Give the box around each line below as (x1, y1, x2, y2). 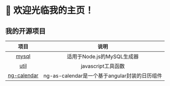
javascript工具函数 (81, 62, 125, 70)
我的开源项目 (5, 27, 46, 35)
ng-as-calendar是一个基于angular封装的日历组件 (43, 72, 162, 79)
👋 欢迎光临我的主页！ (5, 5, 94, 16)
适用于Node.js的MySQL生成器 (67, 53, 139, 60)
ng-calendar (8, 72, 39, 79)
